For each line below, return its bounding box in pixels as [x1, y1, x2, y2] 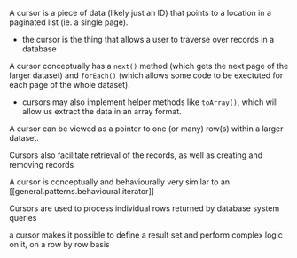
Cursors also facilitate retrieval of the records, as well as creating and [9, 150, 263, 160]
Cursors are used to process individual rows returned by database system [9, 203, 280, 214]
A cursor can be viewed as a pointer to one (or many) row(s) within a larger [9, 123, 284, 134]
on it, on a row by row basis [9, 239, 110, 249]
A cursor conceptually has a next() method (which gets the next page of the [9, 61, 289, 71]
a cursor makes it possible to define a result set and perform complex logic [9, 230, 284, 240]
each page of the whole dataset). [9, 80, 130, 90]
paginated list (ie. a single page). [9, 17, 129, 27]
